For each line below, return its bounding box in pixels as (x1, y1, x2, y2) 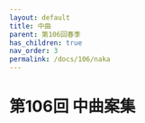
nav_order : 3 (9, 47, 59, 56)
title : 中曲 (9, 22, 51, 31)
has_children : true (9, 38, 83, 48)
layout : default (9, 13, 70, 22)
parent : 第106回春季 (9, 30, 81, 39)
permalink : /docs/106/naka (9, 55, 111, 64)
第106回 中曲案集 (9, 96, 136, 117)
